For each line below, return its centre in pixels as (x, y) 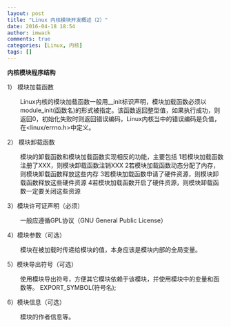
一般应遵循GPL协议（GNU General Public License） (93, 220)
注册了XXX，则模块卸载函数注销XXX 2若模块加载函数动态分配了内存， (120, 165)
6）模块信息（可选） (36, 302)
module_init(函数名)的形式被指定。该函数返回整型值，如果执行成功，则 (120, 110)
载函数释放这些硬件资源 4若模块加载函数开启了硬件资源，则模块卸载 (117, 182)
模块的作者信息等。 (47, 317)
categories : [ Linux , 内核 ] (45, 45)
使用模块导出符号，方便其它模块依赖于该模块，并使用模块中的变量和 (117, 279)
